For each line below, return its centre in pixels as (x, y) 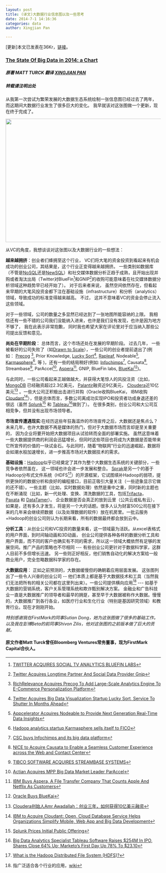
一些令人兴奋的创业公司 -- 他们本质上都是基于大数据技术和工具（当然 (84, 576)
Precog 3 (24, 355)
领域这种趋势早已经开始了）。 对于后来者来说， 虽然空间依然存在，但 (79, 285)
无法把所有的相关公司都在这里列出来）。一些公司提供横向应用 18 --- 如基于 (84, 582)
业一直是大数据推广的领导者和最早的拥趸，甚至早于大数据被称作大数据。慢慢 (83, 595)
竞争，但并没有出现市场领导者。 (42, 410)
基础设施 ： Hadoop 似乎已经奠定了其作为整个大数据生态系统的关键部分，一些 (83, 462)
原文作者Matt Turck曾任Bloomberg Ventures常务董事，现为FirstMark (77, 642)
